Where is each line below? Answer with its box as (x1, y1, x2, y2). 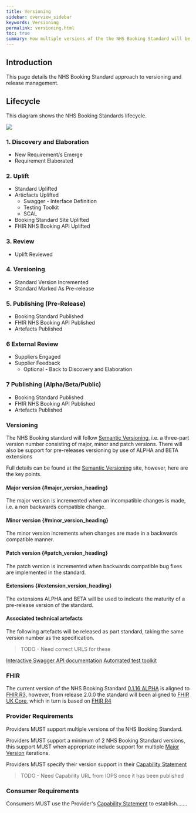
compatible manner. (6, 536, 55, 543)
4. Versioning (6, 265, 45, 274)
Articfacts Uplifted (14, 191, 59, 198)
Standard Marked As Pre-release (14, 285, 94, 292)
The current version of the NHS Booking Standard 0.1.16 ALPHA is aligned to (6, 685, 190, 692)
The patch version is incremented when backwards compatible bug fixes (6, 562, 183, 569)
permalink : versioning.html (6, 25, 75, 31)
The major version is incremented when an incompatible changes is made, (6, 497, 186, 504)
